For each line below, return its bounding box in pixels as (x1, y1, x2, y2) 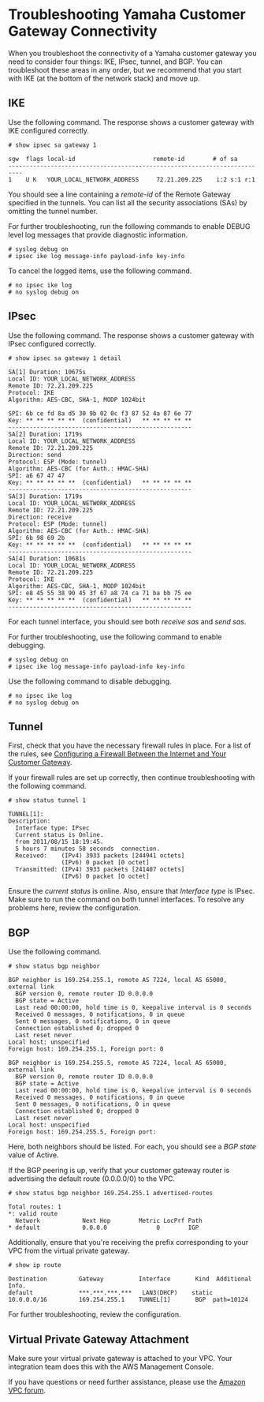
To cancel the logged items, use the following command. (8, 266, 192, 276)
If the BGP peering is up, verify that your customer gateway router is (8, 1166, 230, 1175)
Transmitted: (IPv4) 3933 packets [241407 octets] (15, 866, 185, 874)
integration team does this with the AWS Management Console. (8, 1362, 214, 1371)
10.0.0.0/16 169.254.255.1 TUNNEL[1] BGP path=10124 (8, 1296, 248, 1304)
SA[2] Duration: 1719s (8, 430, 83, 438)
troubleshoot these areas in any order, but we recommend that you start (8, 65, 242, 74)
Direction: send (8, 451, 61, 459)
